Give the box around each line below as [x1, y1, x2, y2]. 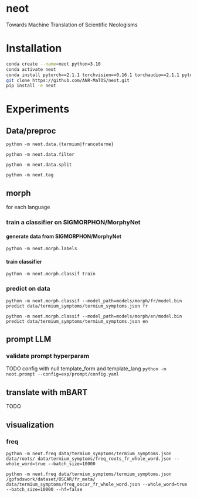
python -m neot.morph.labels [6, 245, 77, 252]
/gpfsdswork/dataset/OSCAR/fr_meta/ [6, 476, 96, 482]
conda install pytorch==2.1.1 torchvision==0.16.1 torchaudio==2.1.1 [6, 72, 180, 78]
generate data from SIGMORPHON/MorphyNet [6, 233, 122, 240]
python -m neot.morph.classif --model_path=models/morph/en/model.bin [6, 313, 182, 319]
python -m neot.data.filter [6, 152, 75, 158]
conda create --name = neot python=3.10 [6, 61, 101, 67]
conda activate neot [6, 66, 57, 72]
